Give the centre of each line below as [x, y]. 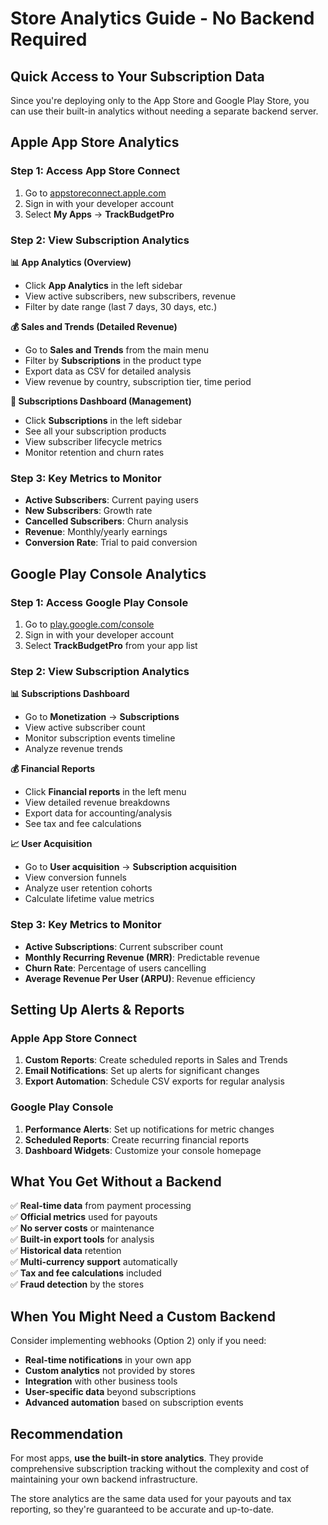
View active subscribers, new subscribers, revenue [130, 296]
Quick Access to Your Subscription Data [137, 76]
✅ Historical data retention [66, 1251]
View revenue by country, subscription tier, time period [138, 381]
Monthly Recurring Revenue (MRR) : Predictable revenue [142, 957]
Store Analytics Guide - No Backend [162, 18]
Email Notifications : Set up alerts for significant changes [142, 1071]
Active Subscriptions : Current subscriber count [123, 946]
